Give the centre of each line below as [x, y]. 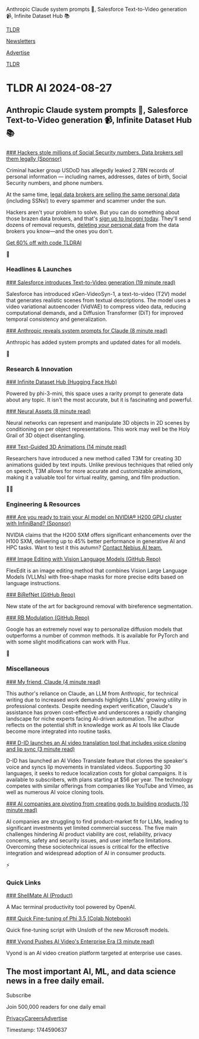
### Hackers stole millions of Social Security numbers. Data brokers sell [94, 152]
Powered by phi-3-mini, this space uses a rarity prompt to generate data [95, 394]
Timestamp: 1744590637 [37, 1029]
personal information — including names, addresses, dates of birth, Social [97, 176]
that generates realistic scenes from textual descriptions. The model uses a [98, 300]
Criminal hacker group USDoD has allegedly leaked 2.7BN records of [90, 170]
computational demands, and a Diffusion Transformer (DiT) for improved [95, 312]
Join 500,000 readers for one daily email [56, 1006]
